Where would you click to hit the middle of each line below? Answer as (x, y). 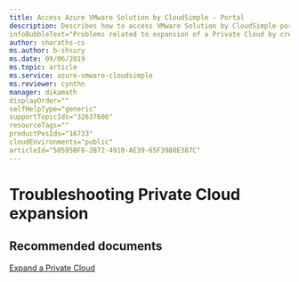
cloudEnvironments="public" (61, 142)
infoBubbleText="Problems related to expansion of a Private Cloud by (143, 34)
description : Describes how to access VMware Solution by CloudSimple (143, 26)
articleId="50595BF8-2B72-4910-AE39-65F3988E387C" (105, 150)
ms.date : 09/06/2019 (48, 59)
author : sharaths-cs (48, 42)
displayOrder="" (39, 100)
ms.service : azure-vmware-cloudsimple (81, 76)
